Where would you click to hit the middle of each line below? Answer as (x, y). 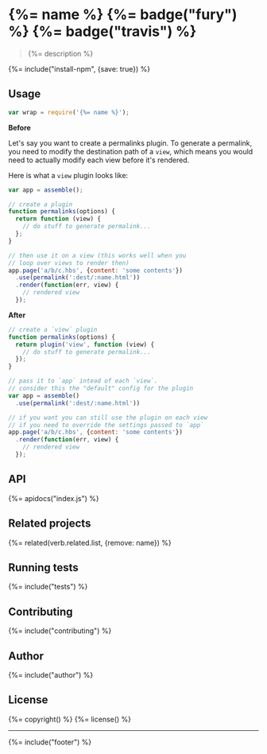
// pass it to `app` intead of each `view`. (83, 381)
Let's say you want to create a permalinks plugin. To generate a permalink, (130, 143)
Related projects (50, 524)
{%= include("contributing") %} (60, 631)
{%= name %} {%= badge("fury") (123, 15)
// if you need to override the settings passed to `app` (106, 425)
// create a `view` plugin (53, 329)
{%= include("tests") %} (48, 587)
